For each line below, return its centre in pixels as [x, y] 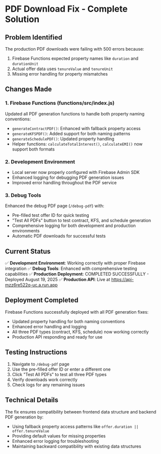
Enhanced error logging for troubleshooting [56, 441]
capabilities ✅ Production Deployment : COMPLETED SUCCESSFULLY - [77, 274]
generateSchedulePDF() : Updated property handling [63, 139]
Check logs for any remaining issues [48, 385]
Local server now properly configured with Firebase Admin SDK [76, 172]
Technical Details [32, 400]
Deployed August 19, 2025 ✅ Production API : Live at [58, 280]
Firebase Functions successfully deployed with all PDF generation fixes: [77, 312]
